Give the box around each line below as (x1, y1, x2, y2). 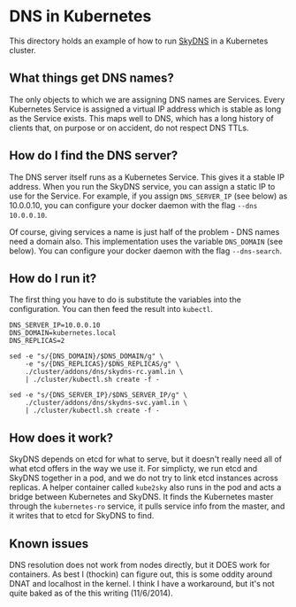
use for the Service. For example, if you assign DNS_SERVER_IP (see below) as (9, 191, 288, 201)
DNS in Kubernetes (9, 6, 152, 27)
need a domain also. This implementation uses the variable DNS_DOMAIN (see (9, 236, 284, 246)
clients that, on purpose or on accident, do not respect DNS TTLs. (9, 122, 249, 133)
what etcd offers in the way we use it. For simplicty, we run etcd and (9, 463, 258, 474)
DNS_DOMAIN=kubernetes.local (9, 329, 117, 338)
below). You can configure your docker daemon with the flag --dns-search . (9, 245, 283, 256)
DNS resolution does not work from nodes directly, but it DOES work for (9, 560, 270, 570)
